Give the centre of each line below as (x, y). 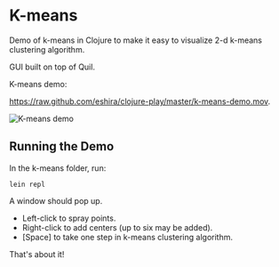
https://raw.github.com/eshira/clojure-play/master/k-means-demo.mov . (140, 101)
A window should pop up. (56, 200)
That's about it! (37, 254)
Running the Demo (62, 146)
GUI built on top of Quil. (52, 67)
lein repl (28, 184)
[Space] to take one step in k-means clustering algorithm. (128, 237)
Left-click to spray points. (69, 218)
